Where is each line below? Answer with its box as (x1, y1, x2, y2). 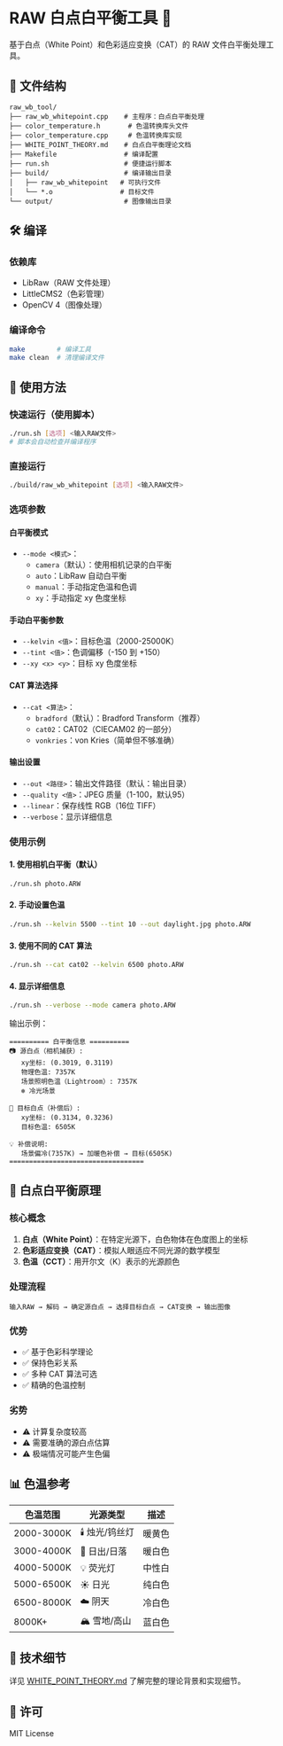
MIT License (9, 1728, 55, 1739)
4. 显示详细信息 (9, 980, 65, 991)
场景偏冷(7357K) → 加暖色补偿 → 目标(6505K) (20, 1150, 173, 1158)
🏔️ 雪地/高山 (80, 1615, 132, 1627)
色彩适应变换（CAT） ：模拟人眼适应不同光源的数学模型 (21, 1244, 221, 1255)
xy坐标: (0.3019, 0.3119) (20, 1058, 114, 1068)
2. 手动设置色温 (9, 900, 65, 910)
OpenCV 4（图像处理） (21, 300, 108, 310)
